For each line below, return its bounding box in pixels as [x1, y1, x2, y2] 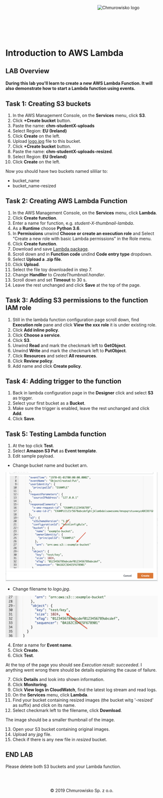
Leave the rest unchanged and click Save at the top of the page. [12, 282, 141, 288]
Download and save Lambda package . [12, 246, 89, 252]
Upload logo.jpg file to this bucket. [12, 138, 81, 144]
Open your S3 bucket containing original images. [12, 726, 110, 732]
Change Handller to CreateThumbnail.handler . [12, 272, 105, 277]
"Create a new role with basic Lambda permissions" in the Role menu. [12, 236, 152, 241]
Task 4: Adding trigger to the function [5, 377, 121, 385]
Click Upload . [12, 261, 40, 267]
